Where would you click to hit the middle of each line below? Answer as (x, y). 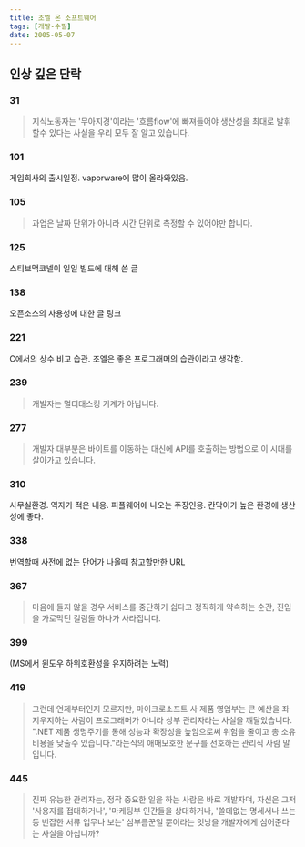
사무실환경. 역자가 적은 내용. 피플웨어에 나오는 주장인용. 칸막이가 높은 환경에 (144, 505)
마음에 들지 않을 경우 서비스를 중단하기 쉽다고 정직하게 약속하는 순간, (153, 607)
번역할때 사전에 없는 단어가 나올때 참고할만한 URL (97, 562)
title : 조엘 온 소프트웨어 (53, 18)
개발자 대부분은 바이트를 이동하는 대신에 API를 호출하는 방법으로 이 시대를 (162, 449)
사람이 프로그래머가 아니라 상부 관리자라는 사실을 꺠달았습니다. (182, 719)
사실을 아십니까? (71, 833)
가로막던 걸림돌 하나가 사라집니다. (101, 618)
